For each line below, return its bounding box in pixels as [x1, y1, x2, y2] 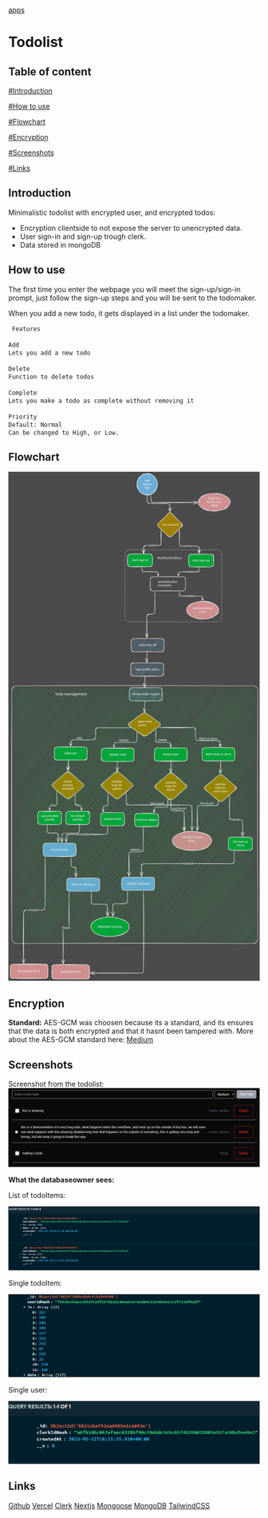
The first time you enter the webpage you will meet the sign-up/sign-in [8, 284, 241, 294]
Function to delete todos [8, 373, 94, 381]
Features [11, 325, 41, 333]
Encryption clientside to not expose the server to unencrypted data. [19, 223, 242, 232]
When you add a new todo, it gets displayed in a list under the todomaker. [8, 308, 250, 318]
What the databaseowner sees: [8, 1175, 115, 1184]
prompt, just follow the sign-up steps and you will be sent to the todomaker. [8, 293, 257, 303]
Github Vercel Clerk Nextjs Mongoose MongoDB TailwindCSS [8, 1500, 210, 1510]
